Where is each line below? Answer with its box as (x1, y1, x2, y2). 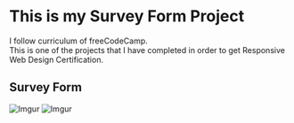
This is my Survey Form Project (9, 6, 245, 27)
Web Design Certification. (9, 54, 104, 65)
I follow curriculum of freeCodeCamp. (9, 35, 149, 46)
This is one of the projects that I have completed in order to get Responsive (9, 44, 285, 55)
